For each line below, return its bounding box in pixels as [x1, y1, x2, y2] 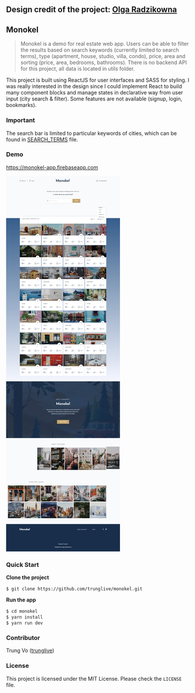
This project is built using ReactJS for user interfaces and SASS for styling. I [6, 76, 190, 84]
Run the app [6, 596, 36, 604]
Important [6, 116, 35, 125]
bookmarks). [6, 102, 37, 109]
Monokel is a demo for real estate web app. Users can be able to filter [20, 41, 189, 48]
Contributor [6, 634, 40, 642]
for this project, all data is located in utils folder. [20, 65, 135, 72]
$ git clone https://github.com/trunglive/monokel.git [6, 586, 143, 592]
